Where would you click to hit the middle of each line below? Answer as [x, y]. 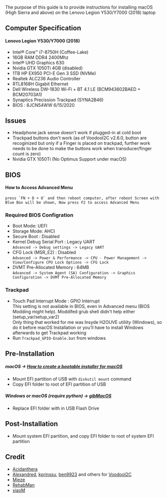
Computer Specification [43, 28]
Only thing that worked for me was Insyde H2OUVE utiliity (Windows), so [87, 322]
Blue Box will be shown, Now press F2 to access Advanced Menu [72, 203]
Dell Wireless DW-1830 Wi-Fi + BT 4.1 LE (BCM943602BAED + [76, 89]
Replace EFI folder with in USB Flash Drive [56, 408]
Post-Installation [32, 424]
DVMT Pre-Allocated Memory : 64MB [51, 267]
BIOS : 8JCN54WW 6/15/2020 [43, 105]
